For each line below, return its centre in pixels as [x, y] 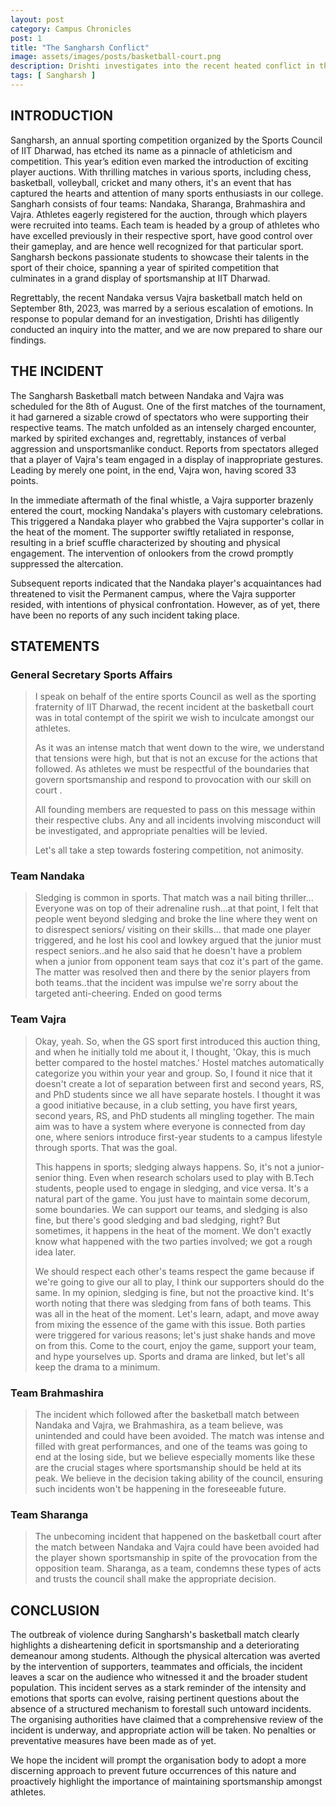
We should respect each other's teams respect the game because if [174, 1271]
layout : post [37, 19]
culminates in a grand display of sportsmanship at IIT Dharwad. [140, 278]
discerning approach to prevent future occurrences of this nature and [153, 1771]
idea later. [55, 1252]
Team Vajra [38, 1019]
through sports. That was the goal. [106, 1147]
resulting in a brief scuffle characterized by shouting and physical [145, 542]
